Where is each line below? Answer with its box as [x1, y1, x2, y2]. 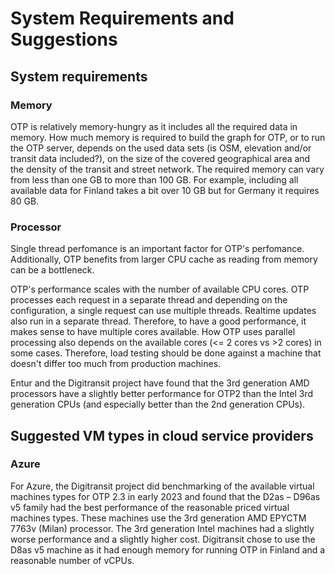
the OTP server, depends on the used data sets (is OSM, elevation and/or [10, 142, 312, 154]
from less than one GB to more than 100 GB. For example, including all [10, 173, 299, 186]
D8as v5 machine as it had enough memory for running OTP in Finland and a [10, 543, 326, 556]
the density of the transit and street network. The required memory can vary [10, 163, 325, 175]
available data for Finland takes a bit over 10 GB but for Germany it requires [10, 184, 320, 196]
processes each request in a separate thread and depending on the [10, 294, 288, 306]
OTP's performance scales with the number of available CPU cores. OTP [10, 283, 310, 296]
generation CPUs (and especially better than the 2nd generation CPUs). [10, 398, 306, 411]
